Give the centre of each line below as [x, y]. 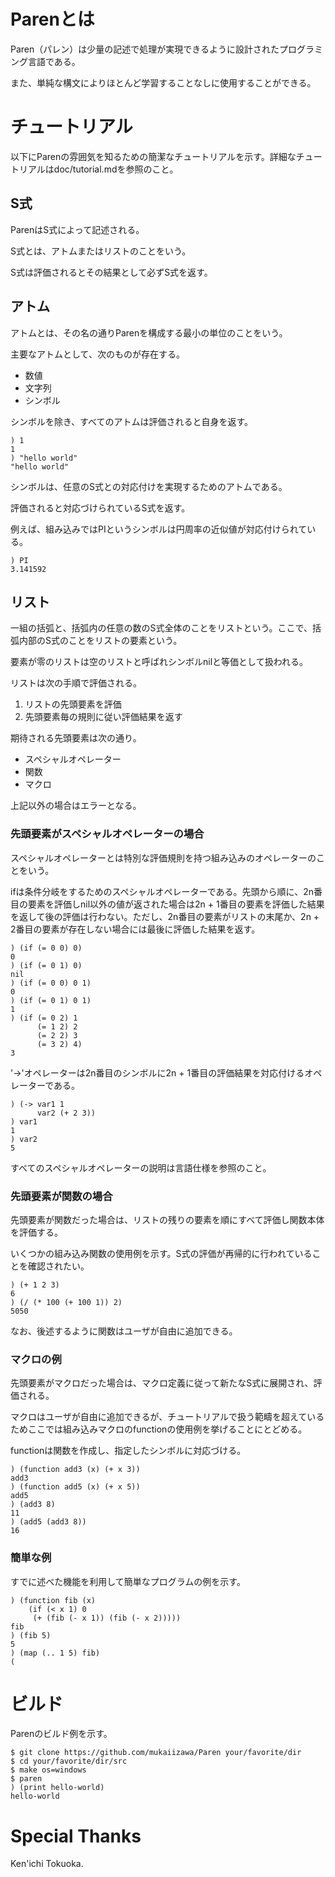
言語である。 [54, 61]
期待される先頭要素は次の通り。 [76, 738]
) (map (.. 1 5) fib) [55, 1653]
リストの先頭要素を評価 [73, 704]
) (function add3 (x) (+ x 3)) [75, 1470]
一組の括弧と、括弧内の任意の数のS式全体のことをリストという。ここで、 [161, 628]
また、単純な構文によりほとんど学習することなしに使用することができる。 [163, 82]
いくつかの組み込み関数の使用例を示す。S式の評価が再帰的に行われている [161, 1253]
